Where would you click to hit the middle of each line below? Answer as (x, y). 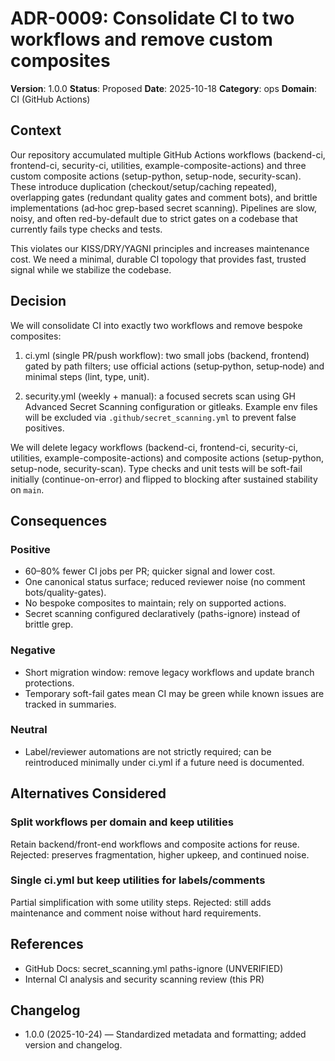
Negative (33, 650)
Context (36, 130)
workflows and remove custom (141, 39)
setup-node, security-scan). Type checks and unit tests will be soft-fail (156, 468)
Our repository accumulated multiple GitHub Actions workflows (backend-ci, (168, 154)
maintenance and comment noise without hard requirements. (136, 913)
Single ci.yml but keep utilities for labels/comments (138, 880)
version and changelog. (73, 1045)
